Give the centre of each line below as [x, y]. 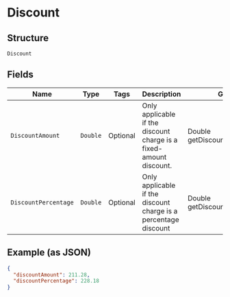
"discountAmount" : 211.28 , [52, 275]
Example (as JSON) [49, 253]
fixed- [152, 148]
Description [162, 94]
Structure [28, 38]
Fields [21, 74]
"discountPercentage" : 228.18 [56, 281]
